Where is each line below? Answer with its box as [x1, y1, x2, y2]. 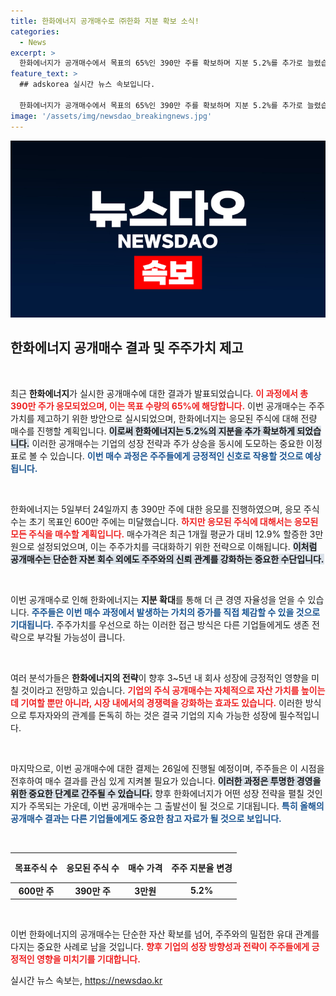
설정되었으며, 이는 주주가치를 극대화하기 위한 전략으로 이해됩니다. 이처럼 [36, 540, 318, 552]
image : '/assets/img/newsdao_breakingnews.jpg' [10, 111, 213, 121]
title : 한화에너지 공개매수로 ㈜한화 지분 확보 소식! [10, 16, 200, 26]
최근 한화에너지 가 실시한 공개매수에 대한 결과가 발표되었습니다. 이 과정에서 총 [10, 387, 309, 399]
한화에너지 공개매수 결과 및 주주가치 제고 [10, 340, 244, 357]
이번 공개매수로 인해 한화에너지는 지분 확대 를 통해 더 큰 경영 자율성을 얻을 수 [10, 593, 306, 605]
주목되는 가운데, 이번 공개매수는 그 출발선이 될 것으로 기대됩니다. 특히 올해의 [28, 800, 325, 812]
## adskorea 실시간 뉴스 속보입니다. [19, 80, 156, 90]
